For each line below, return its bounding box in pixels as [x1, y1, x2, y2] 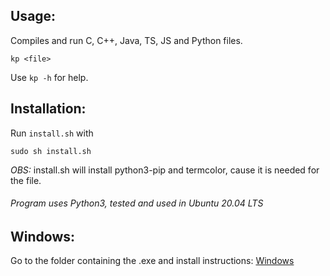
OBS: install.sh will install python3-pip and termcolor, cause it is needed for [10, 164, 320, 176]
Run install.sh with [10, 127, 94, 139]
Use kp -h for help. [10, 71, 89, 83]
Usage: [10, 8, 57, 25]
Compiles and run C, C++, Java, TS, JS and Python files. [10, 34, 243, 46]
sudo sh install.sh [10, 146, 92, 156]
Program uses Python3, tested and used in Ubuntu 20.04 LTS [10, 197, 264, 209]
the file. [10, 174, 42, 186]
